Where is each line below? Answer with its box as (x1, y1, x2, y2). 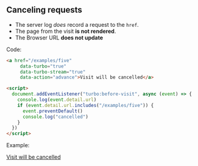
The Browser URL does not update (15, 33, 104, 41)
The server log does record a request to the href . (15, 21, 139, 28)
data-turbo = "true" (19, 63, 67, 69)
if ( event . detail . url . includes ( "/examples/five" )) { (17, 102, 154, 108)
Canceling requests (6, 5, 82, 15)
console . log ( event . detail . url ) (17, 97, 97, 103)
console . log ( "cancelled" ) (22, 114, 88, 120)
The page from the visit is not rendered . (15, 27, 116, 35)
